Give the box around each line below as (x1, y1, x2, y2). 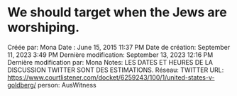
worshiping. (7, 19, 80, 36)
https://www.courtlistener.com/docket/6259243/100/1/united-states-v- (7, 73, 215, 82)
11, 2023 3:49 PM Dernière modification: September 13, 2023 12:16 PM (7, 50, 214, 59)
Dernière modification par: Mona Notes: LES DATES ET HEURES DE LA (7, 58, 214, 66)
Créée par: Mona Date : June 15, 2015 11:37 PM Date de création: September (7, 43, 231, 51)
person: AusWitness (38, 80, 97, 89)
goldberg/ (7, 80, 37, 89)
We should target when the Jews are (7, 4, 227, 21)
